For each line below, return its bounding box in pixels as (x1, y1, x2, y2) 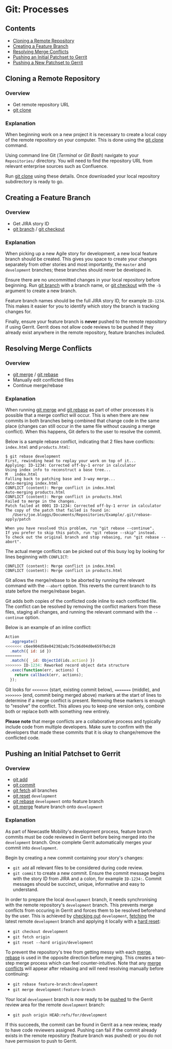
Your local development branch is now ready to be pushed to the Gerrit (5, 996, 153, 1002)
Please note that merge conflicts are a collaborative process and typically (5, 718, 161, 724)
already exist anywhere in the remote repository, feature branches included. (5, 329, 165, 335)
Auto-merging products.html (5, 489, 66, 495)
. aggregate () (10, 639, 38, 644)
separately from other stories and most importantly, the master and (5, 261, 146, 268)
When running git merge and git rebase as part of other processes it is (5, 407, 154, 413)
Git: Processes (5, 4, 69, 15)
